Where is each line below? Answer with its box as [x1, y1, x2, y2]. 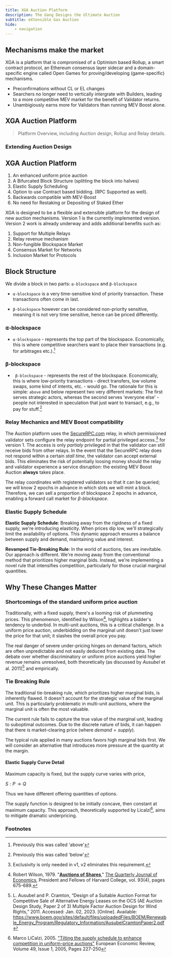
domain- [137, 65, 156, 71]
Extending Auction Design [5, 143, 72, 150]
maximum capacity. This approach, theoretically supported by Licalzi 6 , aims [5, 806, 165, 813]
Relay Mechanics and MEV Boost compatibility [5, 418, 124, 426]
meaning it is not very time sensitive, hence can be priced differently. [12, 311, 159, 318]
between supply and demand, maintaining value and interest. [5, 536, 134, 543]
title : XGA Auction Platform [5, 7, 68, 13]
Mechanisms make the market [5, 46, 104, 54]
